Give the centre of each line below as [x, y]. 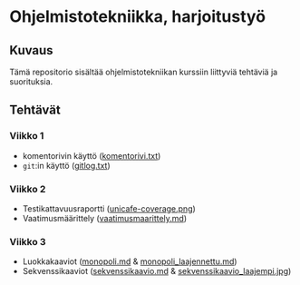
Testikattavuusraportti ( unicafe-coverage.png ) [109, 208]
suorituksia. [31, 82]
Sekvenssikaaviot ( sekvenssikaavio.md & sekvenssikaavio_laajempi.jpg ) [157, 271]
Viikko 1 [27, 136]
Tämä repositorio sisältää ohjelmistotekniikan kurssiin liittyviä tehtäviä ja [144, 72]
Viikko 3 [28, 241]
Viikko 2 [28, 189]
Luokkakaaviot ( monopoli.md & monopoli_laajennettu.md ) [130, 261]
